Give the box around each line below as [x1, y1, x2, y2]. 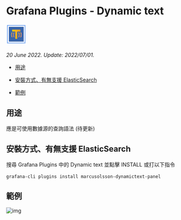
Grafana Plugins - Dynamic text [6, 4, 164, 18]
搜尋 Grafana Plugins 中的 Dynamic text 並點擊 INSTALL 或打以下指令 [6, 161, 176, 168]
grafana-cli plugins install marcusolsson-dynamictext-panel [6, 174, 161, 180]
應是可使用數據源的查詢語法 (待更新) [6, 125, 95, 132]
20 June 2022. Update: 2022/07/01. [6, 51, 95, 58]
